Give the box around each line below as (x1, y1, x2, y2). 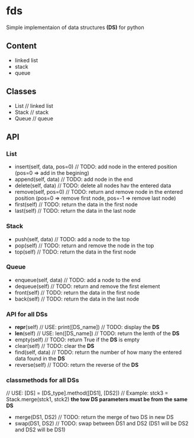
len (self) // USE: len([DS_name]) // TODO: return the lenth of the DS (14, 330, 180, 337)
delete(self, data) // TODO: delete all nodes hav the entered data (14, 182, 172, 189)
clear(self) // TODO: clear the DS (14, 343, 95, 350)
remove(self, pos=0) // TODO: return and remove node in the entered (14, 188, 183, 196)
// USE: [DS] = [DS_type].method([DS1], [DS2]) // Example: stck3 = (6, 389, 169, 397)
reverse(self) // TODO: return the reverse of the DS (14, 362, 139, 369)
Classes (6, 87, 37, 97)
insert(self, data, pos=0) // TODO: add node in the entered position (14, 163, 177, 170)
